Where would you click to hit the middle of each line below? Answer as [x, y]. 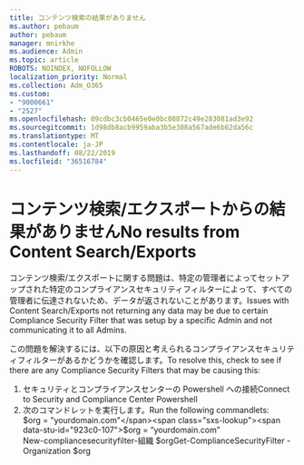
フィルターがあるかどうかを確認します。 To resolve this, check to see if [149, 361]
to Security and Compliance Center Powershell [110, 400]
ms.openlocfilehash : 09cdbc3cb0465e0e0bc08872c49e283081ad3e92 [132, 119]
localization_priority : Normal [69, 77]
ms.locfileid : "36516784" [58, 161]
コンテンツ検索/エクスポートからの [140, 209]
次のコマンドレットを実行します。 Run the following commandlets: [146, 411]
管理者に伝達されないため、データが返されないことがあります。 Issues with [149, 301]
